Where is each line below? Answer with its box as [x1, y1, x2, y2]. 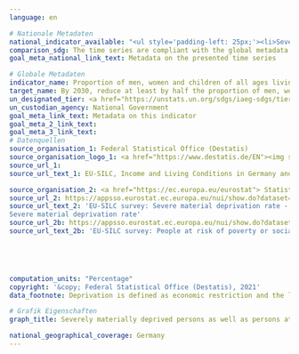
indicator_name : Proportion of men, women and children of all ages [9, 78, 269, 87]
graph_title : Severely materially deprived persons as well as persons [9, 315, 280, 325]
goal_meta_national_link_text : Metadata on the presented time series [9, 54, 277, 63]
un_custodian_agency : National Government [9, 103, 169, 112]
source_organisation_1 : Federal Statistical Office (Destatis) [9, 144, 249, 154]
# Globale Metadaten [9, 70, 86, 79]
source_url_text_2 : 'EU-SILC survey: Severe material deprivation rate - [9, 202, 289, 211]
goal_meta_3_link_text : [9, 128, 98, 137]
